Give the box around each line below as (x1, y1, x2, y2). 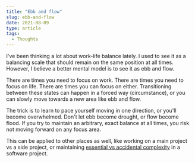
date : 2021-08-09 (6, 20, 49, 25)
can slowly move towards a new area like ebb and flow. (6, 95, 141, 103)
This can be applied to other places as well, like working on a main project (6, 138, 187, 144)
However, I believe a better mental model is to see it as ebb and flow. (6, 65, 175, 72)
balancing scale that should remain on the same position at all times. (6, 59, 174, 66)
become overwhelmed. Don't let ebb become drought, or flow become (6, 113, 180, 120)
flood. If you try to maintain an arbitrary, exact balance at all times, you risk (6, 120, 190, 126)
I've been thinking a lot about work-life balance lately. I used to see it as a (6, 53, 186, 59)
